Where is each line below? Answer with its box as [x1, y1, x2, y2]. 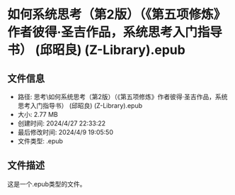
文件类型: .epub [17, 137, 64, 145]
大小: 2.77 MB [17, 111, 59, 118]
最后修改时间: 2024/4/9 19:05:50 [17, 128, 113, 136]
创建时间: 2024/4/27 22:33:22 [17, 119, 106, 128]
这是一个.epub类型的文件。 [7, 179, 86, 188]
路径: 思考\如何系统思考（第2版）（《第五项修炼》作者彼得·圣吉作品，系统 [17, 93, 228, 101]
